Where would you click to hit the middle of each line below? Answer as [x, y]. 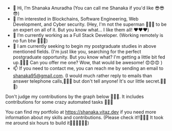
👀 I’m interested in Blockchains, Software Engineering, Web [76, 19]
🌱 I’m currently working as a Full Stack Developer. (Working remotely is [88, 35]
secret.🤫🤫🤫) [156, 81]
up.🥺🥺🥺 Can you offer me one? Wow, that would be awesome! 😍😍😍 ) [88, 62]
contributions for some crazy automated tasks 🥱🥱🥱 [59, 102]
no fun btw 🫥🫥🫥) [30, 41]
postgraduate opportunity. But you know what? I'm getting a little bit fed [89, 57]
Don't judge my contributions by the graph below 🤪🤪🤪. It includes [75, 97]
